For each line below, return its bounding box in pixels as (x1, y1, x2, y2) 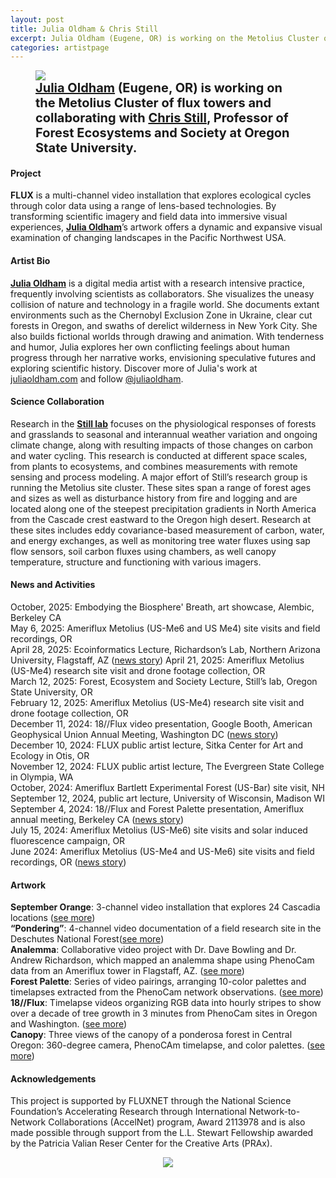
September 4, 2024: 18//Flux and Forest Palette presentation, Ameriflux (10, 803, 305, 815)
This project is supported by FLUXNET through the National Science (10, 1095, 292, 1107)
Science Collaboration (10, 396, 105, 408)
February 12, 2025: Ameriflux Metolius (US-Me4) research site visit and (10, 697, 305, 709)
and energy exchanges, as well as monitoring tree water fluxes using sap (10, 534, 311, 546)
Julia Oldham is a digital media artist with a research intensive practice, (10, 277, 305, 289)
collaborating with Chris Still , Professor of (35, 110, 289, 126)
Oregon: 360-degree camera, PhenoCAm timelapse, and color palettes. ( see (10, 1039, 325, 1051)
